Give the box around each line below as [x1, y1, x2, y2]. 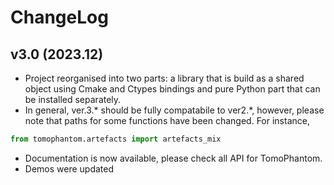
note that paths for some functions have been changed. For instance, [24, 115, 310, 126]
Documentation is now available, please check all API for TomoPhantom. [24, 152, 323, 164]
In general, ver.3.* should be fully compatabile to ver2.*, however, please [24, 104, 325, 116]
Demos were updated [24, 162, 115, 175]
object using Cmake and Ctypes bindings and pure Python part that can [24, 83, 321, 95]
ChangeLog [10, 6, 109, 29]
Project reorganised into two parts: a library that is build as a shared [24, 72, 305, 84]
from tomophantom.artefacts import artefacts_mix [10, 134, 222, 144]
